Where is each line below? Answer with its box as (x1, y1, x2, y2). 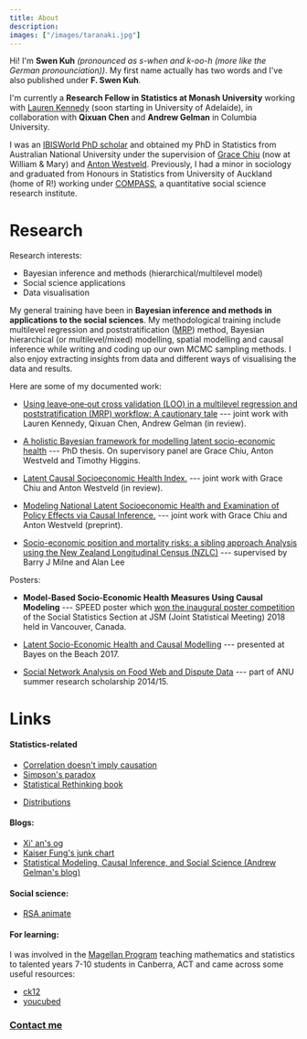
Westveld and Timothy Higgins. (22, 455, 142, 466)
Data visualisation (22, 287, 90, 298)
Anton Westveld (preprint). (22, 520, 123, 531)
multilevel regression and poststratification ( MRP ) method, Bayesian (9, 324, 265, 335)
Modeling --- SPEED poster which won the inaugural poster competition (22, 602, 295, 613)
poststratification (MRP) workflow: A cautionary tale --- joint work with (22, 408, 289, 419)
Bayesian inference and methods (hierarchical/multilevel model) (22, 268, 263, 279)
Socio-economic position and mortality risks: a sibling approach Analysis (22, 537, 298, 548)
